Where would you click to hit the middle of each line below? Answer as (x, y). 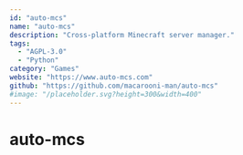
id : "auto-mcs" (38, 18)
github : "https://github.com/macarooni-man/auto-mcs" (114, 86)
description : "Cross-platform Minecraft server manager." (122, 35)
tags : (20, 43)
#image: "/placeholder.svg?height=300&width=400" (106, 94)
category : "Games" (44, 69)
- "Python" (38, 60)
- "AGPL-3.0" (42, 52)
